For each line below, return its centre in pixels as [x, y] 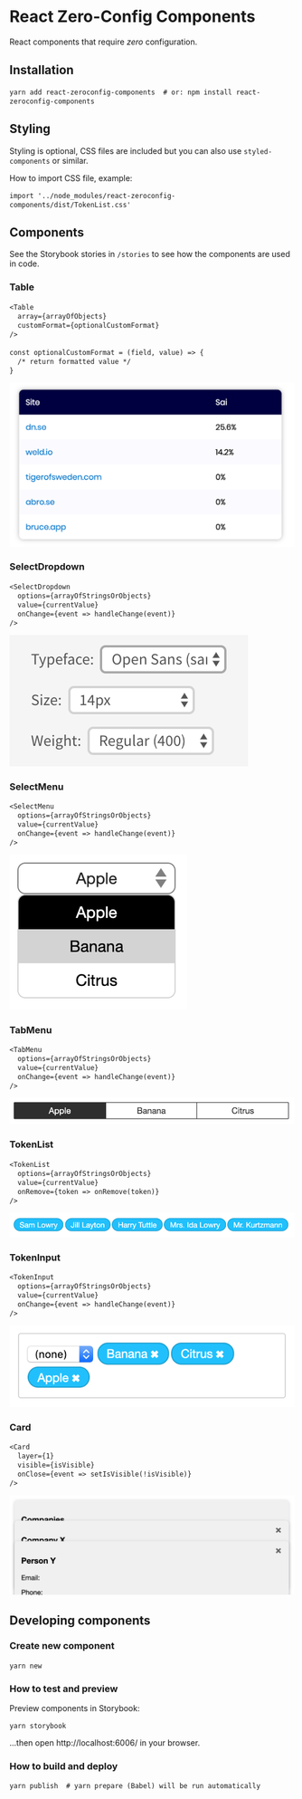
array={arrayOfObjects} [62, 316]
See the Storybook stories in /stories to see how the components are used [150, 254]
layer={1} [36, 1456]
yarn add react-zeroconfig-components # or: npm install [121, 92]
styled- [258, 151]
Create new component [62, 1646]
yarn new [26, 1666]
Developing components [80, 1620]
